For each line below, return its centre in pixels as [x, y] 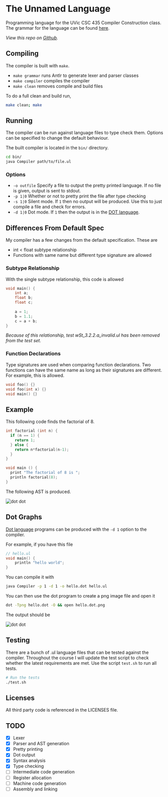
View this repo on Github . [32, 38]
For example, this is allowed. [35, 375]
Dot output [24, 755]
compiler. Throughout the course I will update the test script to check [77, 658]
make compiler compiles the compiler [51, 80]
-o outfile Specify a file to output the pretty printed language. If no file [87, 185]
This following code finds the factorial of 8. [50, 422]
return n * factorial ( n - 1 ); [42, 450]
